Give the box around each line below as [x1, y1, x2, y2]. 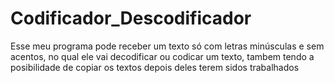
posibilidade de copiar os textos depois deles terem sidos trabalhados [10, 61, 300, 73]
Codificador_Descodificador [10, 7, 252, 30]
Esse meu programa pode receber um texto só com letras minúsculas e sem [10, 40, 325, 52]
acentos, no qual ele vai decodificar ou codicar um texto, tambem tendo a [10, 50, 315, 62]
